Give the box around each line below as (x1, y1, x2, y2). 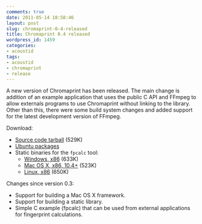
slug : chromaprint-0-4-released (6, 25, 87, 32)
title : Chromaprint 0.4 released (6, 31, 90, 37)
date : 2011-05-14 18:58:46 (6, 14, 74, 21)
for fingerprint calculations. (14, 211, 83, 218)
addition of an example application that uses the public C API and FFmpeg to (6, 94, 197, 101)
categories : (6, 43, 36, 49)
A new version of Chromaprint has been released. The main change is (6, 87, 180, 94)
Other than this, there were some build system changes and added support (6, 106, 193, 114)
